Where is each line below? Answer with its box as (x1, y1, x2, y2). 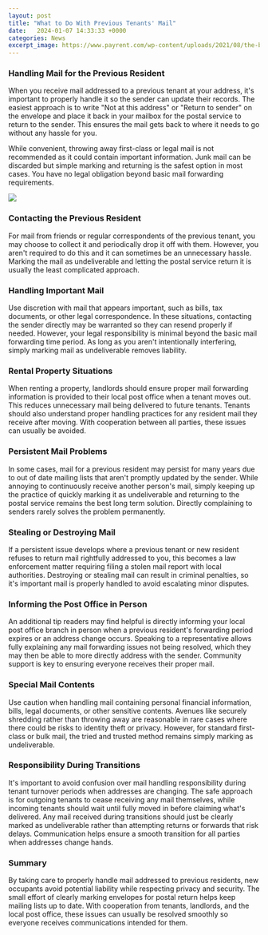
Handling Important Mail (8, 284, 104, 296)
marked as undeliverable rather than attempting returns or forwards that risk (8, 820, 259, 830)
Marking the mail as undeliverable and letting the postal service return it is (8, 257, 252, 266)
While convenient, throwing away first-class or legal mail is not (8, 144, 214, 153)
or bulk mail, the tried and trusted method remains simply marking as (26, 731, 254, 741)
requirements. (8, 177, 54, 188)
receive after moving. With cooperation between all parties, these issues (8, 417, 246, 428)
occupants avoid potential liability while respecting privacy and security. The (8, 884, 260, 893)
